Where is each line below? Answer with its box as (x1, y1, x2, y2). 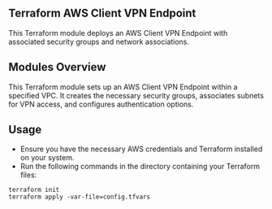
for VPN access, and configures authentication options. (8, 99, 194, 109)
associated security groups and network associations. (8, 37, 189, 46)
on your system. (19, 153, 75, 163)
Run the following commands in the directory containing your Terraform (19, 162, 260, 172)
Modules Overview (8, 60, 106, 74)
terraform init (8, 186, 60, 194)
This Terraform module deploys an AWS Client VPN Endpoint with (8, 28, 228, 37)
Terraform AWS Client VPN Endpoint (8, 7, 196, 20)
